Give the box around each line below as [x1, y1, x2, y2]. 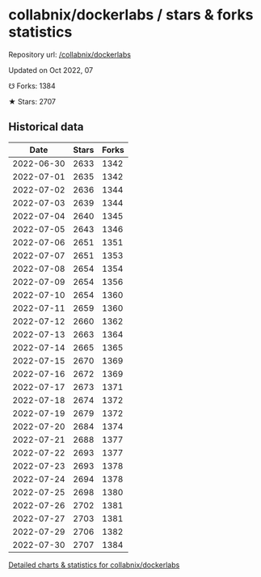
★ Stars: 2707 [8, 96, 57, 106]
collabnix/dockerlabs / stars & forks [8, 6, 254, 24]
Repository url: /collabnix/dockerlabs [8, 49, 132, 59]
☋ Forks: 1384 [8, 81, 57, 91]
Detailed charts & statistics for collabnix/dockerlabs [8, 560, 180, 570]
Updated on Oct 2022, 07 [8, 65, 94, 74]
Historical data [8, 120, 84, 134]
